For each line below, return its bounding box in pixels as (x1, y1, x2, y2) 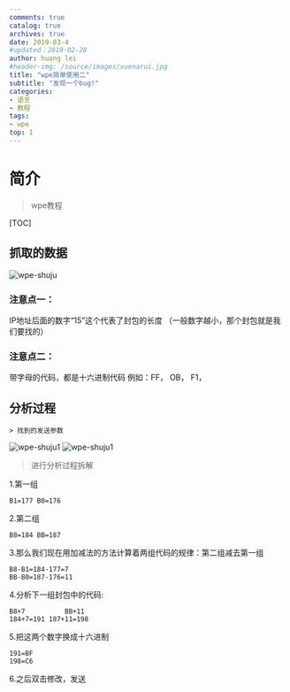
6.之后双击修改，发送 (9, 673, 87, 684)
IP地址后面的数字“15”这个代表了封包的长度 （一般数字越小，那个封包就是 (9, 315, 273, 326)
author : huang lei (9, 54, 77, 63)
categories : (9, 87, 53, 96)
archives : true (9, 29, 65, 38)
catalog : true (9, 21, 62, 30)
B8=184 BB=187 (9, 531, 62, 540)
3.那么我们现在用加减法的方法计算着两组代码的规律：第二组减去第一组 (9, 548, 264, 558)
